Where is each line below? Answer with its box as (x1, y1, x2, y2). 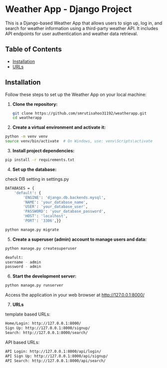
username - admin (5, 260, 41, 265)
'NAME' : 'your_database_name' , (23, 200, 88, 205)
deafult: (5, 255, 23, 260)
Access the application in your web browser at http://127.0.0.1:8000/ (5, 292, 145, 298)
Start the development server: (12, 273, 77, 279)
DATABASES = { (5, 186, 35, 191)
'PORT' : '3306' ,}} (23, 218, 61, 223)
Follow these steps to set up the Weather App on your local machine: (5, 91, 147, 97)
